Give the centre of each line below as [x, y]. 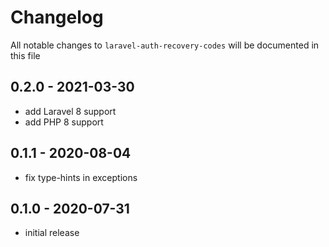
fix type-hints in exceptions [81, 177]
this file [25, 55]
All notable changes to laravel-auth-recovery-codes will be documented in [165, 45]
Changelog [57, 17]
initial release [52, 233]
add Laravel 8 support [70, 111]
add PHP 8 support [64, 122]
